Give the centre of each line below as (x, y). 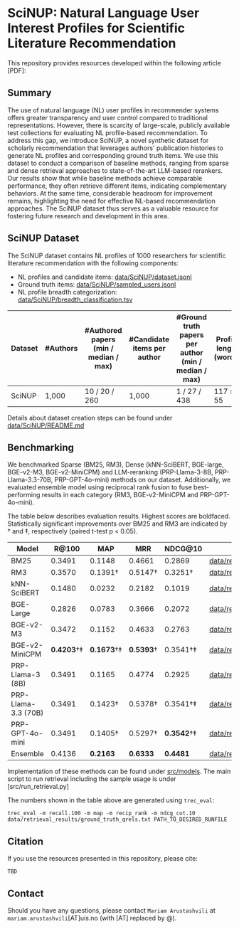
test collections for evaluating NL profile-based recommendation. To (107, 132)
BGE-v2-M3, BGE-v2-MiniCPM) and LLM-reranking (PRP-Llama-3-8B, (110, 472)
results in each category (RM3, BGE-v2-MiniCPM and (120, 495)
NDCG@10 (184, 549)
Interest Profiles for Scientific (96, 28)
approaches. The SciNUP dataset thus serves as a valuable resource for (113, 208)
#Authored (103, 330)
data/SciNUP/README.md (46, 425)
